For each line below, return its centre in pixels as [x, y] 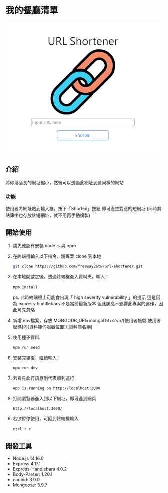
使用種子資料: [26, 337]
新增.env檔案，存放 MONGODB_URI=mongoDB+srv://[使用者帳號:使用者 [87, 320]
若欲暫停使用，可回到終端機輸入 [45, 419]
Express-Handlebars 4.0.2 [39, 469]
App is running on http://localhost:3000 [56, 388]
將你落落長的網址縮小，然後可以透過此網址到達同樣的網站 [64, 182]
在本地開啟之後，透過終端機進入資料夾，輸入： [61, 276]
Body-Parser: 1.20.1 [32, 474]
